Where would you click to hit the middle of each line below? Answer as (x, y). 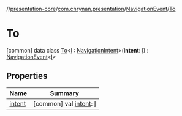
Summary (65, 93)
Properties (27, 76)
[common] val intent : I (64, 103)
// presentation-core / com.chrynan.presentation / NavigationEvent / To (91, 9)
